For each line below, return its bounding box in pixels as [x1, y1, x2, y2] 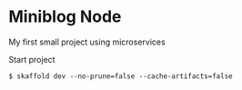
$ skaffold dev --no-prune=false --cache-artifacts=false [8, 71, 233, 81]
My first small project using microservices [8, 36, 166, 47]
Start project [8, 54, 55, 65]
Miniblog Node [8, 6, 122, 27]
